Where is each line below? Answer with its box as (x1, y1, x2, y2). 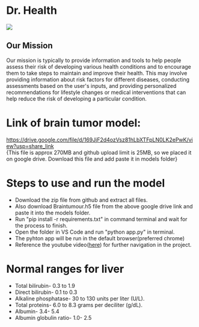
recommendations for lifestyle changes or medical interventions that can (6, 89, 186, 96)
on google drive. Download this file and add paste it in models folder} (6, 155, 178, 163)
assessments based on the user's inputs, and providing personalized (6, 82, 177, 89)
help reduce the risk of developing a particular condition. (6, 95, 147, 102)
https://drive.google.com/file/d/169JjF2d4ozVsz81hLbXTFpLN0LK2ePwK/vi (6, 136, 194, 143)
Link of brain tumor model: (6, 116, 141, 129)
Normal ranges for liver (6, 262, 124, 276)
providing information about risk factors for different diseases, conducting (6, 76, 190, 83)
